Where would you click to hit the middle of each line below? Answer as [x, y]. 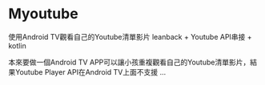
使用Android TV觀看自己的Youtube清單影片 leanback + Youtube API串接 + [130, 37]
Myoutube [43, 14]
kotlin [17, 45]
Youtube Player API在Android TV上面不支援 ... [90, 71]
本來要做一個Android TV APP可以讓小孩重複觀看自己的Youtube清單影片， [129, 62]
